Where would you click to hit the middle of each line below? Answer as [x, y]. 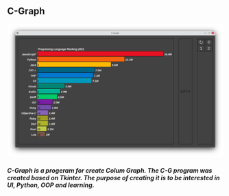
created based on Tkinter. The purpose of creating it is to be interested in [113, 177]
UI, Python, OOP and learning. [51, 185]
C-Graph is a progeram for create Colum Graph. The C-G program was [110, 170]
